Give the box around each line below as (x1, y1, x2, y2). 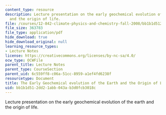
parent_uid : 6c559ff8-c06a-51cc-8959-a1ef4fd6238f (5, 72, 112, 77)
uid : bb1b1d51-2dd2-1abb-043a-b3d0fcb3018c (5, 85, 96, 90)
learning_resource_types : (5, 44, 58, 49)
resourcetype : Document (5, 76, 54, 81)
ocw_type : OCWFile (5, 58, 43, 63)
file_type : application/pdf (5, 30, 63, 35)
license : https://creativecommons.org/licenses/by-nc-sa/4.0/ (5, 53, 136, 58)
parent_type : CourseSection (5, 67, 63, 72)
